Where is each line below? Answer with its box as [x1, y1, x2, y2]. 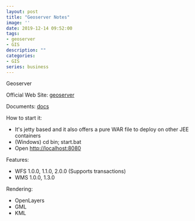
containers [14, 132, 41, 139]
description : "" [6, 47, 46, 53]
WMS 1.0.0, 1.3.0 [14, 174, 55, 181]
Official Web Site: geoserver [6, 91, 75, 98]
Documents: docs [6, 103, 49, 110]
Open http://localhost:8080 [14, 145, 82, 152]
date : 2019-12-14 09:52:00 [6, 25, 73, 31]
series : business [6, 63, 49, 70]
